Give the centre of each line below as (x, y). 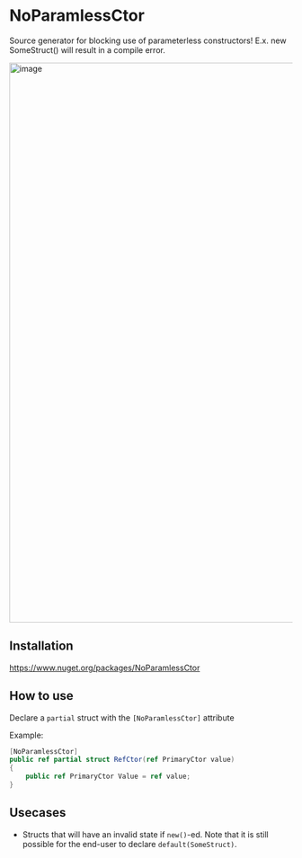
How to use (41, 696)
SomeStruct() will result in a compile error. (88, 49)
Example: (27, 735)
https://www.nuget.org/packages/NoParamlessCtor (105, 668)
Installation (41, 646)
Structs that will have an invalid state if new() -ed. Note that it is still (145, 834)
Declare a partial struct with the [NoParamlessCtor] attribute (122, 717)
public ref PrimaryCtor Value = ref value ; (108, 777)
